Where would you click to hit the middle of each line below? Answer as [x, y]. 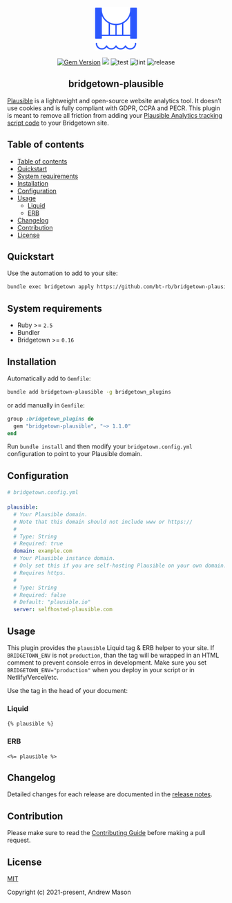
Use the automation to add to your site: [62, 273]
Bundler [28, 333]
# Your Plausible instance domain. [65, 559]
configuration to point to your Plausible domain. [75, 454]
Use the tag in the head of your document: [67, 690]
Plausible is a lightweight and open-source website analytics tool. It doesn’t [115, 100]
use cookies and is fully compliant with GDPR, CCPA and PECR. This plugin [114, 108]
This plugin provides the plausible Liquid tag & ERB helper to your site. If [111, 647]
